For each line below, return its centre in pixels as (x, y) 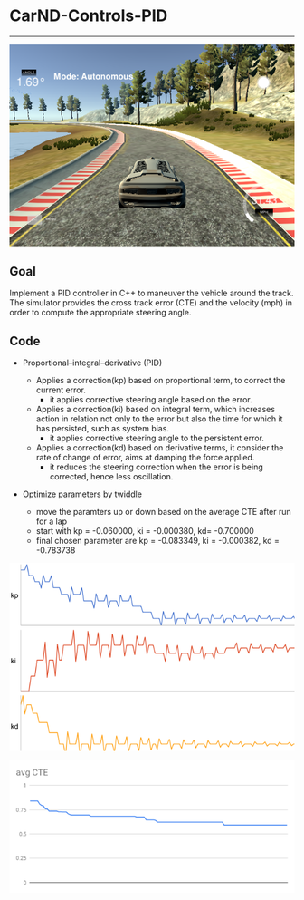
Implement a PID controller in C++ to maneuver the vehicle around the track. (152, 293)
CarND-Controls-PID (89, 16)
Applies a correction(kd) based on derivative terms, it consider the (160, 448)
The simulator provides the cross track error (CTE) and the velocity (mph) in (151, 303)
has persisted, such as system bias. (103, 429)
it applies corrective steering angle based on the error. (151, 400)
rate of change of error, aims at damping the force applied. (145, 458)
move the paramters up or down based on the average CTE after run (163, 512)
